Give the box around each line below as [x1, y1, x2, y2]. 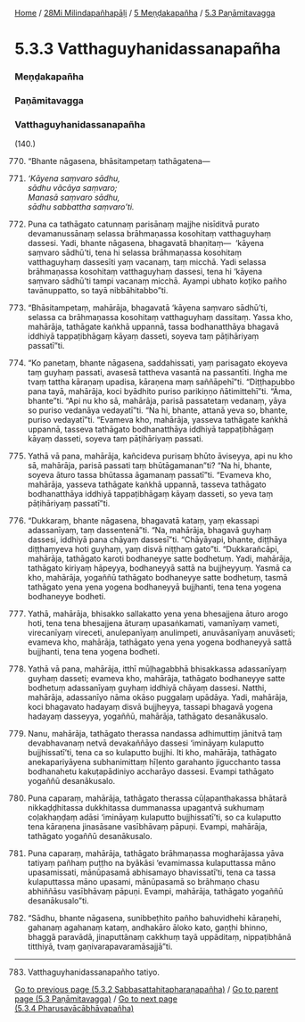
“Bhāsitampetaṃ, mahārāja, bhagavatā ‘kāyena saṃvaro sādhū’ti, [27, 302, 268, 313]
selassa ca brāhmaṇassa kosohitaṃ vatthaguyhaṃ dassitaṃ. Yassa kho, [27, 312, 293, 323]
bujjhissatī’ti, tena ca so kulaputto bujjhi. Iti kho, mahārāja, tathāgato [27, 747, 277, 758]
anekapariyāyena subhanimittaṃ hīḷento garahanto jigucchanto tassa [27, 757, 282, 768]
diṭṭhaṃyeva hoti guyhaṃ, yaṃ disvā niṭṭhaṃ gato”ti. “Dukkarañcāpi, [27, 544, 280, 555]
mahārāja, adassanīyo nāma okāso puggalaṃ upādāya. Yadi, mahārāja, [27, 692, 288, 703]
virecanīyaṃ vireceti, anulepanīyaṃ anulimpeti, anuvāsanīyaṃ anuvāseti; [27, 628, 296, 639]
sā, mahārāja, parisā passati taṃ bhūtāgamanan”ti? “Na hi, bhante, [27, 460, 273, 471]
